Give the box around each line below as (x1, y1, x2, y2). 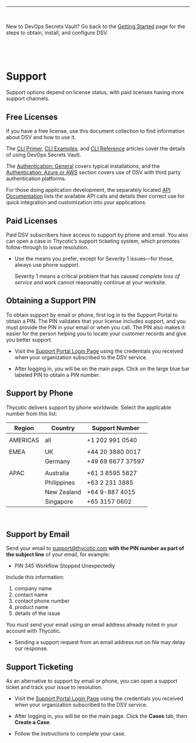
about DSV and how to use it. (6, 134, 76, 141)
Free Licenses (6, 112, 58, 122)
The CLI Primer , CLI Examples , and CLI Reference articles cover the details (6, 145, 185, 152)
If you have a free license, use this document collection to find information (6, 128, 185, 135)
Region (14, 424, 34, 432)
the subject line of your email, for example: (6, 551, 110, 558)
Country (51, 424, 75, 432)
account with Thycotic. (6, 627, 61, 635)
